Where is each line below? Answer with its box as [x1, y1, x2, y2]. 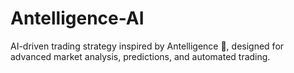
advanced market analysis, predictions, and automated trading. [10, 50, 271, 62]
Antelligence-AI [10, 7, 145, 30]
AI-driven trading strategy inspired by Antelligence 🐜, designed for [10, 40, 285, 52]
